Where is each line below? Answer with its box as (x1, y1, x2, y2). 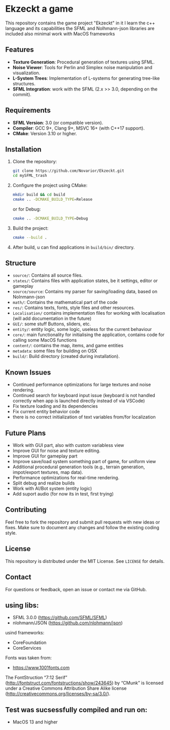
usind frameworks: (5, 630, 45, 636)
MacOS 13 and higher (12, 719, 58, 725)
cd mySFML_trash (12, 173, 47, 178)
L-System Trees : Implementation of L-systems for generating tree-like (12, 75, 160, 81)
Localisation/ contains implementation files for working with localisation (12, 310, 165, 316)
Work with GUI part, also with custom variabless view (12, 442, 124, 448)
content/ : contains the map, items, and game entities (12, 343, 123, 349)
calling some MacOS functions (12, 337, 77, 343)
